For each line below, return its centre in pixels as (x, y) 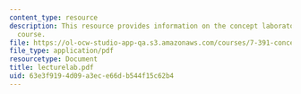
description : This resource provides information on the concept (133, 26)
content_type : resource (54, 17)
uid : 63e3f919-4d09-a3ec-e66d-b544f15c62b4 (92, 76)
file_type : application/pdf (62, 51)
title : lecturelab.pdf (52, 68)
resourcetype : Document (54, 59)
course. (32, 34)
